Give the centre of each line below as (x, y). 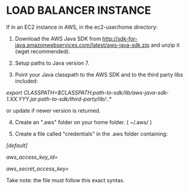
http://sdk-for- (120, 38)
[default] (17, 145)
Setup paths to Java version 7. (52, 63)
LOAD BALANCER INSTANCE (79, 10)
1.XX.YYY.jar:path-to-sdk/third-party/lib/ (56, 99)
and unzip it (165, 45)
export (14, 92)
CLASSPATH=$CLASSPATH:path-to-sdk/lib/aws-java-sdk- (96, 92)
